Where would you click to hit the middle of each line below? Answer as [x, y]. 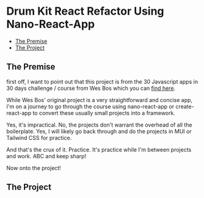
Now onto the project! [34, 168]
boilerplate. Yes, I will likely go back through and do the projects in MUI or [99, 131]
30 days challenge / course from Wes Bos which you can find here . [91, 88]
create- [185, 106]
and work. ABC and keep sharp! [46, 156]
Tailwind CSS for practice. [39, 137]
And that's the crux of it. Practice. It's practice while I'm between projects [99, 149]
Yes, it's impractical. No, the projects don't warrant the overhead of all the [99, 125]
